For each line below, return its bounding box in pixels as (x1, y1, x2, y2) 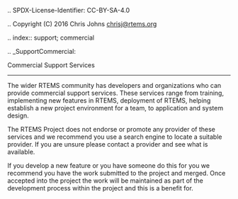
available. (7, 148, 35, 156)
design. (7, 111, 30, 120)
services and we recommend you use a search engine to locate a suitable (7, 132, 222, 141)
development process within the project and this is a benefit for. (7, 184, 193, 192)
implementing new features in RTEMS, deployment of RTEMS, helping (7, 96, 211, 105)
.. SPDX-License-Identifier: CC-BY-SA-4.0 (7, 6, 130, 14)
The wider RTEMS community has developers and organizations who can (7, 81, 222, 89)
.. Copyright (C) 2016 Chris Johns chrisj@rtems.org (7, 20, 157, 28)
